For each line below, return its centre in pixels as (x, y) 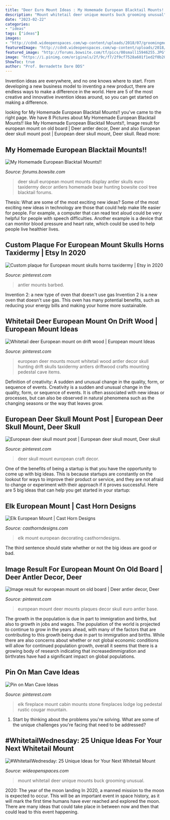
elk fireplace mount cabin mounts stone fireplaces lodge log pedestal (90, 704)
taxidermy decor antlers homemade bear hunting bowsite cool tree (87, 187)
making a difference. (27, 102)
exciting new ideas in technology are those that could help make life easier (83, 207)
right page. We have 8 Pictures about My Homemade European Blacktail (80, 118)
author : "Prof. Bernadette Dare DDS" (45, 66)
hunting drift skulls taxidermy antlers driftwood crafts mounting (83, 366)
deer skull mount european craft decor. (58, 459)
